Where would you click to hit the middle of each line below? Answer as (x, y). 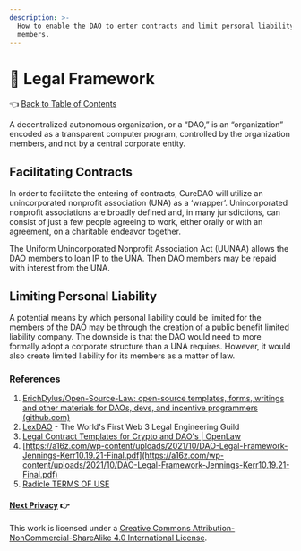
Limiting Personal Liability (83, 296)
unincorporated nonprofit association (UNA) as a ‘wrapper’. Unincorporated (149, 203)
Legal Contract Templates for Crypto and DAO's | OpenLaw (132, 436)
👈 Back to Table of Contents (63, 104)
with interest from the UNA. (60, 268)
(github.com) (46, 418)
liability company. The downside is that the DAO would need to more (135, 336)
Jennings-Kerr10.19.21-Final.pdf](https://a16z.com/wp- (123, 456)
